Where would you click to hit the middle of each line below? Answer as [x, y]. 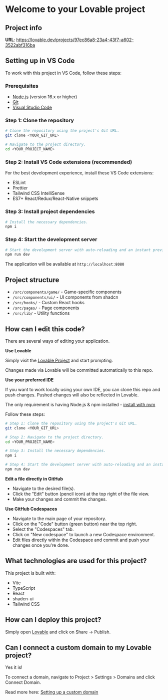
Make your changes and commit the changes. [59, 499]
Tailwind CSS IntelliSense [38, 193]
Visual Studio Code [32, 107]
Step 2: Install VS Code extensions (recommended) [69, 162]
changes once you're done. [41, 545]
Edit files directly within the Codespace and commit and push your [81, 540]
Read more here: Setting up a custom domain [52, 692]
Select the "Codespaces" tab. [43, 529]
